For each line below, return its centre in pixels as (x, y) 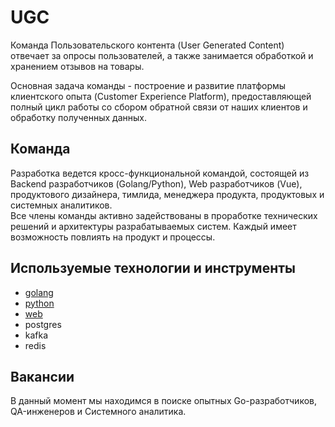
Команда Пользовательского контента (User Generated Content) (147, 45)
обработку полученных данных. (78, 117)
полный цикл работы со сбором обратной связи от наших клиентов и (159, 107)
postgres (43, 324)
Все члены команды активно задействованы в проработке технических (164, 215)
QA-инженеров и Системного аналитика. (98, 412)
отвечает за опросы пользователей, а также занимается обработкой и (162, 55)
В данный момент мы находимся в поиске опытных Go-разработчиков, (164, 401)
